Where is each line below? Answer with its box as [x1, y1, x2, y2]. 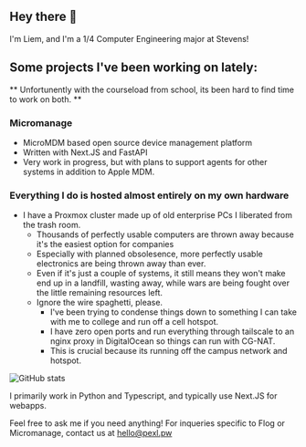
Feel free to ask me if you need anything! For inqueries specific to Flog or [9, 418, 286, 429]
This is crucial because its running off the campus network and [49, 346, 288, 357]
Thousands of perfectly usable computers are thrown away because [36, 229, 294, 240]
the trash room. [22, 220, 81, 231]
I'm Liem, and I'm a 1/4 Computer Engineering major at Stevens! [9, 33, 249, 44]
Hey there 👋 [9, 9, 78, 25]
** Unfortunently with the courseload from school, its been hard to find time [9, 84, 295, 95]
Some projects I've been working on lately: [9, 60, 259, 76]
